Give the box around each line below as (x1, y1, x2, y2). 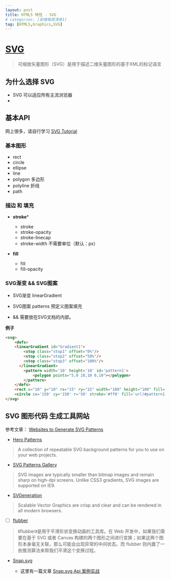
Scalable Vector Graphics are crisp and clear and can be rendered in (17, 502, 162, 508)
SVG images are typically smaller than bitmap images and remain (17, 472, 154, 478)
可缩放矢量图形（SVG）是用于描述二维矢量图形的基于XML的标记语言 (17, 61, 162, 67)
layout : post (5, 7, 33, 13)
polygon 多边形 (12, 176, 45, 182)
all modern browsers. (17, 507, 63, 513)
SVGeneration (12, 492, 42, 498)
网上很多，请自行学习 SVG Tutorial (5, 128, 77, 134)
